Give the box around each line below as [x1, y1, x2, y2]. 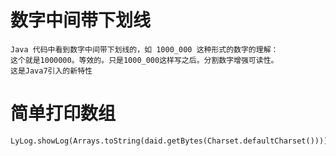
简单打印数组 [10, 102, 117, 125]
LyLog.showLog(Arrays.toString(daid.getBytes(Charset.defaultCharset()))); [10, 136, 333, 146]
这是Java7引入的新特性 [10, 66, 93, 76]
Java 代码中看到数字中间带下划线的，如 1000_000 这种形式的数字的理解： [10, 44, 279, 55]
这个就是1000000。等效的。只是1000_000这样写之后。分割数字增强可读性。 [10, 55, 279, 65]
